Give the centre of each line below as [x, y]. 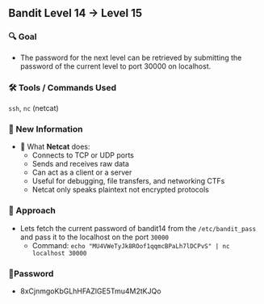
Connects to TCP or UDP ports [83, 155]
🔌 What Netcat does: [55, 147]
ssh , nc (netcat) [34, 108]
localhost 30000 [59, 253]
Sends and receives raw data [80, 164]
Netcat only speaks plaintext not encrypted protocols [121, 190]
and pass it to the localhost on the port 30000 [94, 237]
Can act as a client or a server [82, 172]
